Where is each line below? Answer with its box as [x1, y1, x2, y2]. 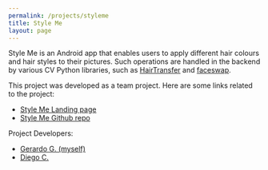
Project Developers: [8, 128, 74, 138]
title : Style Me [8, 19, 62, 27]
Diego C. [19, 152, 50, 162]
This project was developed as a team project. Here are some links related [8, 81, 254, 90]
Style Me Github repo [19, 113, 90, 123]
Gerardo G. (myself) [19, 144, 86, 154]
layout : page [8, 26, 52, 34]
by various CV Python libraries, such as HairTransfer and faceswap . [8, 65, 232, 75]
